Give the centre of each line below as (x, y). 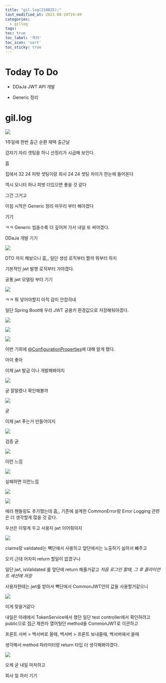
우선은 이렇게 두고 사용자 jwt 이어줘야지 (44, 528)
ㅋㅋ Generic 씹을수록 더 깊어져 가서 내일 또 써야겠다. (57, 227)
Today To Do (32, 72)
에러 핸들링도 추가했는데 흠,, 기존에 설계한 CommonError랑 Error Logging (78, 511)
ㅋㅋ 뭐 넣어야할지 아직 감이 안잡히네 (41, 299)
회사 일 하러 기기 (21, 675)
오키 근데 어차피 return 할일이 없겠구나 (43, 558)
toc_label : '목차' (23, 38)
